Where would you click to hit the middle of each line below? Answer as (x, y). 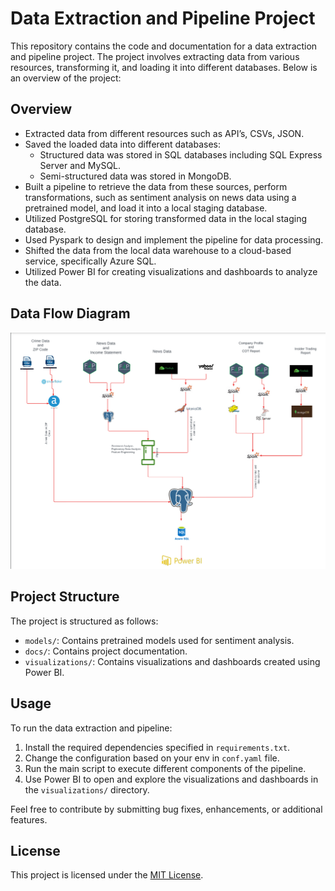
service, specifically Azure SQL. (90, 261)
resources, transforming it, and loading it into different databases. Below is (164, 67)
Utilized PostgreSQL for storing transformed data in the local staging (166, 218)
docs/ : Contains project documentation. (106, 651)
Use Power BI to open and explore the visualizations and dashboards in (171, 779)
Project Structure (65, 597)
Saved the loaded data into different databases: (123, 144)
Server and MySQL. (80, 165)
